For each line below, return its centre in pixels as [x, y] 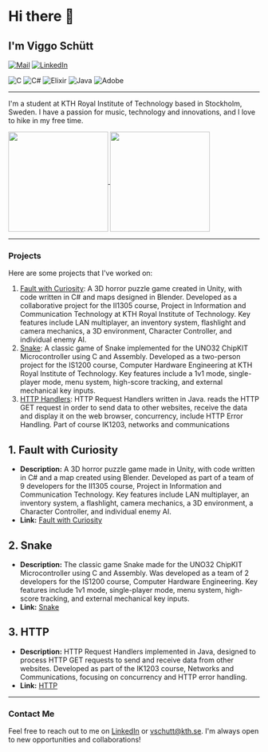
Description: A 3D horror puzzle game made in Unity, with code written [137, 469]
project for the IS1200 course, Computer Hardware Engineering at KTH [136, 365]
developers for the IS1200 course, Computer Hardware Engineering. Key [138, 581]
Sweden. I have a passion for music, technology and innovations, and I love [132, 112]
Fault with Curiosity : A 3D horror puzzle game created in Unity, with [131, 289]
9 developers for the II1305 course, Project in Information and [120, 486]
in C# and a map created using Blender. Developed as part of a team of [136, 478]
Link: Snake [39, 606]
